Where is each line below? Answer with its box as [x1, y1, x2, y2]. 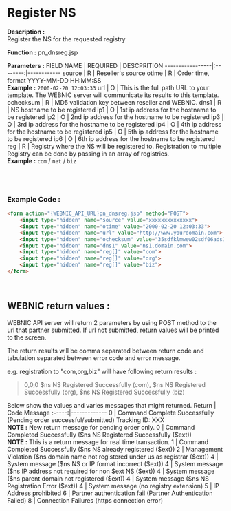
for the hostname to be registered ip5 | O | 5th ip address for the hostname [7, 127, 219, 136]
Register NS [7, 5, 77, 21]
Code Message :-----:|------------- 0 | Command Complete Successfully [7, 408, 214, 417]
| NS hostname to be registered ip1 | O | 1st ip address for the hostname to [7, 105, 217, 114]
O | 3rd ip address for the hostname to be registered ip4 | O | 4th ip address [7, 120, 222, 128]
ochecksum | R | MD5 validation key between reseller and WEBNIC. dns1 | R [7, 98, 222, 106]
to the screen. [7, 333, 47, 342]
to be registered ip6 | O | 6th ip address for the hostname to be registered [7, 134, 215, 143]
